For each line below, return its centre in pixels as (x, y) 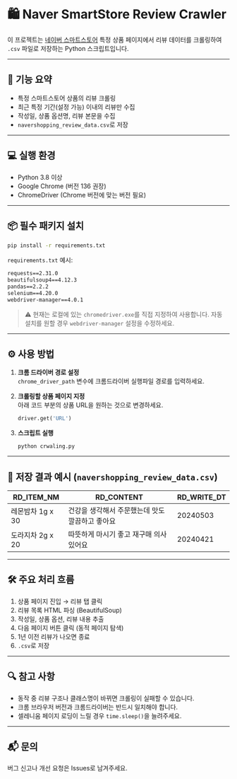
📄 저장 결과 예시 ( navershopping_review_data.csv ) (113, 477)
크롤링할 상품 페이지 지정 (51, 396)
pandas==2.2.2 (28, 287)
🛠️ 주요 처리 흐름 (41, 580)
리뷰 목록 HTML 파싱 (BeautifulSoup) (69, 610)
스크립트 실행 (36, 433)
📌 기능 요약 (30, 80)
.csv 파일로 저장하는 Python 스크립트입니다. (68, 48)
